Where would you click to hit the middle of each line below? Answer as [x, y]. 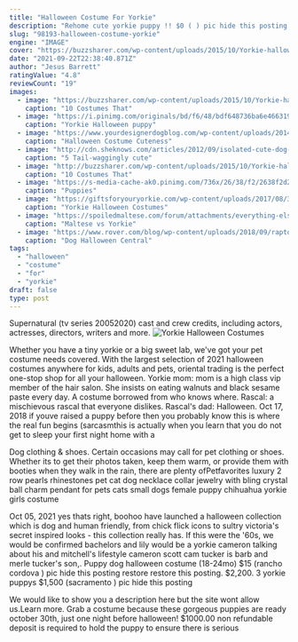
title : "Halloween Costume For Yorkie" [83, 17]
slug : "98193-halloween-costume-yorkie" [85, 34]
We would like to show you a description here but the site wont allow [134, 599]
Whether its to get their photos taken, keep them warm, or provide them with [149, 462]
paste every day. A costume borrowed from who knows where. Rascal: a [142, 397]
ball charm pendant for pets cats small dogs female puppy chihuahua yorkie [148, 490]
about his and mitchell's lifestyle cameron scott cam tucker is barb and [139, 554]
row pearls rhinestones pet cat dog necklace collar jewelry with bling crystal [149, 480]
